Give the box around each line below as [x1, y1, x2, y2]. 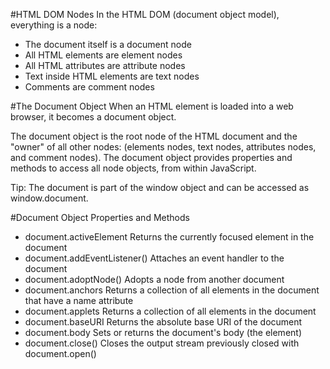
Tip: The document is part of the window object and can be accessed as [10, 182, 310, 193]
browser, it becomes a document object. [10, 111, 177, 123]
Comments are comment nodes [24, 81, 155, 93]
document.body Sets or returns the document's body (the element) [24, 327, 303, 338]
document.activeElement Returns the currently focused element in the [24, 231, 315, 243]
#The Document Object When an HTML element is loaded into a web [10, 100, 294, 112]
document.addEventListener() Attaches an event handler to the [24, 252, 285, 264]
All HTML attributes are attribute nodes [24, 60, 186, 71]
